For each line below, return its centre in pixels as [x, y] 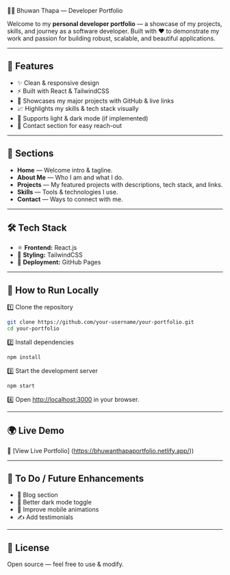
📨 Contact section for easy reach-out [69, 125]
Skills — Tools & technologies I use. [67, 192]
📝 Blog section [37, 495]
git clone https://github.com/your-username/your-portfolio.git [101, 322]
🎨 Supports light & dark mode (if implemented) [82, 118]
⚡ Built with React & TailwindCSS [63, 91]
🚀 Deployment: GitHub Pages [59, 262]
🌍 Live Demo [36, 431]
